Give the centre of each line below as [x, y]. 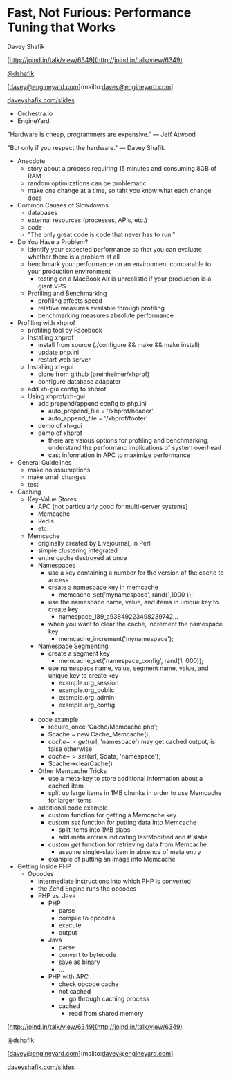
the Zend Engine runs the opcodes [87, 888]
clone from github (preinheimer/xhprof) [94, 374]
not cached [75, 991]
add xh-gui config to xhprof [67, 389]
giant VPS [52, 286]
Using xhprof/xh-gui [56, 396]
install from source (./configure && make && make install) [119, 344]
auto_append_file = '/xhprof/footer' [98, 418]
